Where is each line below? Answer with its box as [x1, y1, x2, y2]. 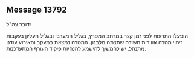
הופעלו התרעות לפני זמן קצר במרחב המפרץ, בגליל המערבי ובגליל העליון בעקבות [6, 32, 189, 39]
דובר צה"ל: [6, 20, 31, 28]
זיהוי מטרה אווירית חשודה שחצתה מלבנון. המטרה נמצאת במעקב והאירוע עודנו [6, 38, 183, 45]
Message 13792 [6, 5, 68, 15]
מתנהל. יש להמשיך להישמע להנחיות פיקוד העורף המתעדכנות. [6, 45, 146, 52]
